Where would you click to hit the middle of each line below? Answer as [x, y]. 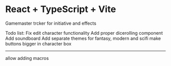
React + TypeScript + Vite [61, 9]
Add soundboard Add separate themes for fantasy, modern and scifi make [83, 38]
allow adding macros [27, 58]
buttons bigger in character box [38, 43]
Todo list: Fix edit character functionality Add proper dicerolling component [84, 33]
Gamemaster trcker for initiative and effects [51, 23]
